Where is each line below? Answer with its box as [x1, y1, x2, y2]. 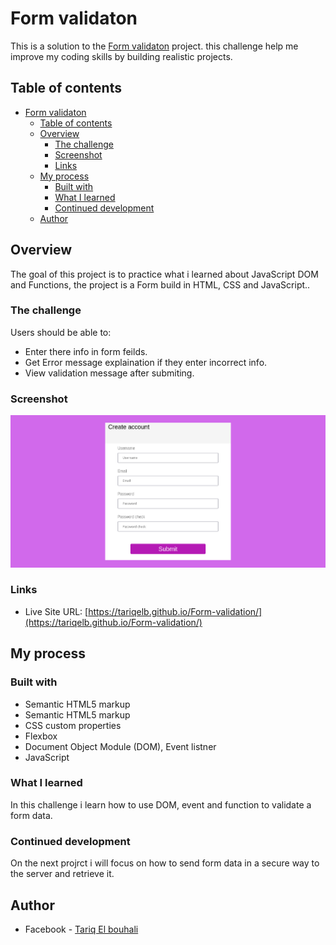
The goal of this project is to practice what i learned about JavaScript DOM [10, 268, 319, 280]
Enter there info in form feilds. [24, 345, 148, 357]
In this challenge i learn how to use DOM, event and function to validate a [10, 798, 312, 811]
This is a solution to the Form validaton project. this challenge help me [10, 40, 299, 52]
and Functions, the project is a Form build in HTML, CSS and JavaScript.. [10, 278, 311, 291]
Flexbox [24, 730, 58, 742]
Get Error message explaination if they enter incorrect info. [24, 356, 268, 368]
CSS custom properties [24, 719, 122, 731]
